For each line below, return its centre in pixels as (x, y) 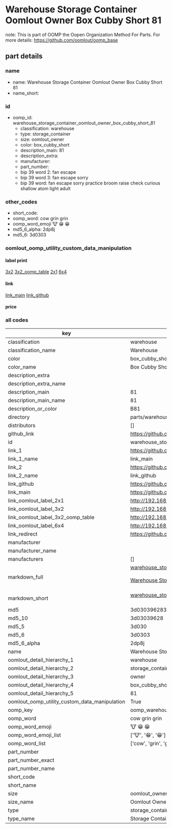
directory (19, 417)
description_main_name (37, 400)
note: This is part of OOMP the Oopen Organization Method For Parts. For (83, 34)
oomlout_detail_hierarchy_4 (41, 685)
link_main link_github (27, 295)
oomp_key (20, 710)
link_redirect (23, 534)
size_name (21, 802)
